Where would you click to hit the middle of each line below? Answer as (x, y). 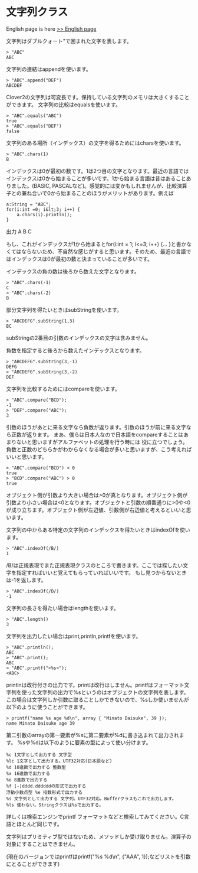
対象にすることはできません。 (42, 844)
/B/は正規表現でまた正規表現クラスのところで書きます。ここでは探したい (95, 565)
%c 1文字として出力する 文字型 (39, 755)
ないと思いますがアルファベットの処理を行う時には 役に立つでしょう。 (102, 442)
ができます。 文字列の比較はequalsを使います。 (63, 105)
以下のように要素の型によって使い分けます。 (97, 742)
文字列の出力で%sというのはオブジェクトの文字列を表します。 (113, 692)
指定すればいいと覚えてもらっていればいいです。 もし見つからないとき (102, 572)
